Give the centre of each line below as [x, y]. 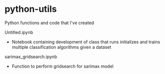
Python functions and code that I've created [49, 23]
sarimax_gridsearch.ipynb [31, 56]
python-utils [31, 9]
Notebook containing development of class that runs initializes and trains [86, 42]
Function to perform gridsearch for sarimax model [63, 66]
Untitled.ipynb [19, 32]
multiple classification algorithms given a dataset [62, 47]
